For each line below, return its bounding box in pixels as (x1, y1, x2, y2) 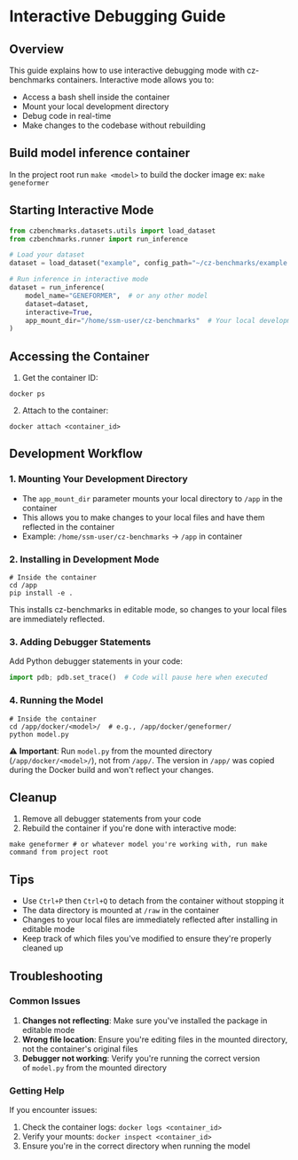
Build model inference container (9, 146, 191, 161)
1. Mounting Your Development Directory (9, 473, 188, 485)
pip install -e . (9, 588, 74, 598)
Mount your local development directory (21, 101, 169, 112)
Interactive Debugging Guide (9, 6, 226, 27)
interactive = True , (25, 308, 93, 317)
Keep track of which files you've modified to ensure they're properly (21, 934, 272, 944)
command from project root (9, 848, 109, 857)
